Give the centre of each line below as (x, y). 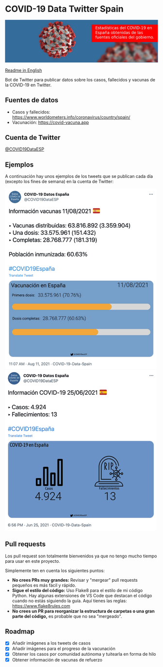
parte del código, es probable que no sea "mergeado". (67, 616)
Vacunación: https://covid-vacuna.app (50, 122)
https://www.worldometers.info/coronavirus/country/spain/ (71, 117)
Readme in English (24, 70)
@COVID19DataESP (25, 149)
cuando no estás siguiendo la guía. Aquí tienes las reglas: (69, 601)
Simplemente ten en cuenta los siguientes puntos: (55, 571)
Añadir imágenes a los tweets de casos (51, 643)
